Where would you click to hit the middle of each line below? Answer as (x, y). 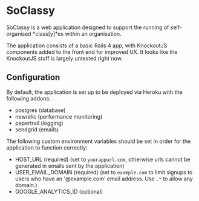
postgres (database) (40, 110)
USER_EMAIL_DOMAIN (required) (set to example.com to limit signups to (104, 172)
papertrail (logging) (39, 123)
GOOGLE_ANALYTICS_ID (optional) (59, 191)
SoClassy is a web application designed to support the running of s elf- (94, 27)
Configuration (33, 77)
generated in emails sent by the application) (70, 166)
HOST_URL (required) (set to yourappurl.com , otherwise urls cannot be (103, 159)
